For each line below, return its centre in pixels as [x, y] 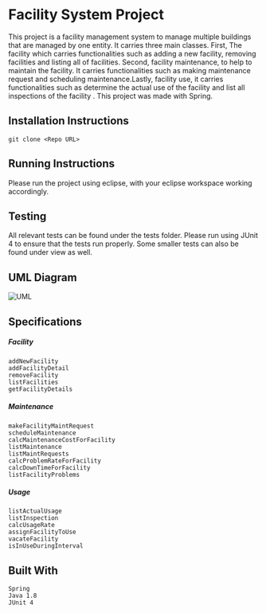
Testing [27, 216]
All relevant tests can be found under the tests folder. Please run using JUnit [133, 236]
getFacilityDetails [41, 389]
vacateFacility [33, 539]
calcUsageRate [32, 525]
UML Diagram [43, 277]
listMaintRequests [39, 454]
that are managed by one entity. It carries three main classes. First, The [125, 45]
